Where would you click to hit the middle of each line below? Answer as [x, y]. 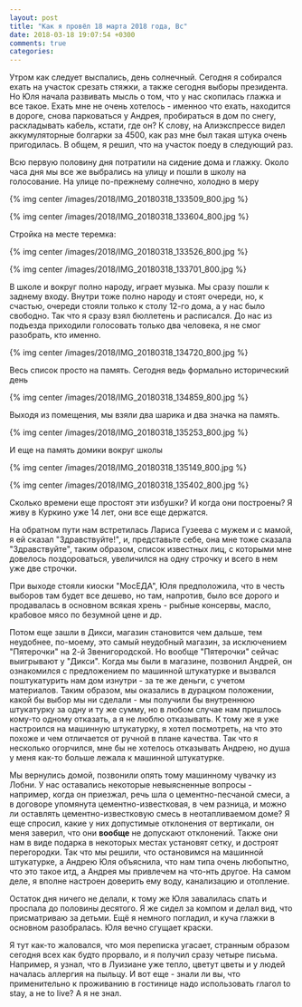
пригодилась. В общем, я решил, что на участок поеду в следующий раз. [151, 145]
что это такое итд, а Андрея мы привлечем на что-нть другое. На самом [150, 872]
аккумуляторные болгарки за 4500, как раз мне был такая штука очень [148, 135]
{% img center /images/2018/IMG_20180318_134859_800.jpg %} [129, 397]
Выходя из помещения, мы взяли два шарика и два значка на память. [145, 415]
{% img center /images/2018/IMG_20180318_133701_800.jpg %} [128, 269]
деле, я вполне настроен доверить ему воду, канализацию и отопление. [150, 881]
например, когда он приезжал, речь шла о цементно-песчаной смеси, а [150, 795]
